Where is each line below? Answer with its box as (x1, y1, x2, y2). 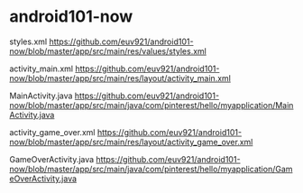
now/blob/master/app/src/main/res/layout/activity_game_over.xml (9, 136, 253, 147)
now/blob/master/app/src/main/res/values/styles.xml (9, 45, 207, 56)
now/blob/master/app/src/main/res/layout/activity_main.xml (9, 72, 232, 83)
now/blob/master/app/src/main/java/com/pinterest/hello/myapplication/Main (9, 99, 294, 110)
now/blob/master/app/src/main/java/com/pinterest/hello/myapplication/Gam (9, 163, 293, 174)
